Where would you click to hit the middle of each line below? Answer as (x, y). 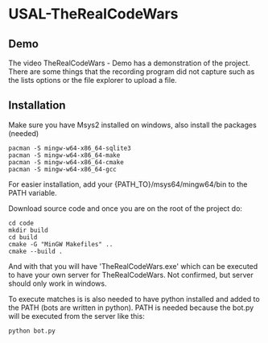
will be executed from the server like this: (76, 316)
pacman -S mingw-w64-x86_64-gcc (62, 169)
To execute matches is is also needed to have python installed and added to (134, 299)
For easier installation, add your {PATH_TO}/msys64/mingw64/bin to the (128, 184)
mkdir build (28, 230)
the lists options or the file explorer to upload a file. (93, 80)
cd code (21, 223)
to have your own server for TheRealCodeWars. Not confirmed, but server (131, 275)
